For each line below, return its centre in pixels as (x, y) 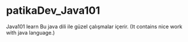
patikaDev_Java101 (53, 11)
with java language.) (31, 32)
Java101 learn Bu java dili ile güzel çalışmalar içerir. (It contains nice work (94, 26)
